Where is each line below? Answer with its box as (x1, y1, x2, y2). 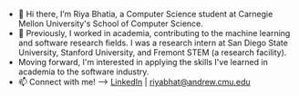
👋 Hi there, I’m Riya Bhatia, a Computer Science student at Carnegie (17, 9, 273, 19)
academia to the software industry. (17, 66, 149, 77)
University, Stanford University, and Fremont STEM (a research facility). (17, 47, 287, 58)
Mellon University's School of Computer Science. (17, 18, 203, 29)
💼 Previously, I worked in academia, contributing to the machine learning (17, 28, 291, 38)
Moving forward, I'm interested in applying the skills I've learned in (17, 57, 269, 67)
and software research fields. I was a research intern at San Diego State (17, 37, 289, 48)
